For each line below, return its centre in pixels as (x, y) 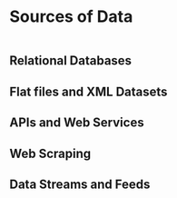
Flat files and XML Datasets (88, 91)
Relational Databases (71, 61)
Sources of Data (71, 17)
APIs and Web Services (77, 123)
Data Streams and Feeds (80, 184)
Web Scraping (50, 153)
